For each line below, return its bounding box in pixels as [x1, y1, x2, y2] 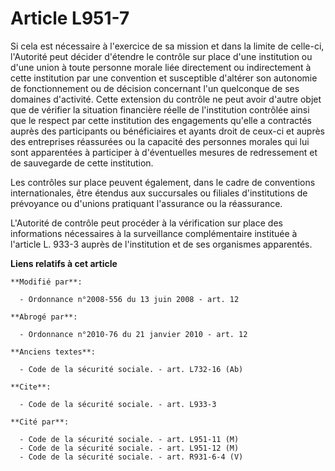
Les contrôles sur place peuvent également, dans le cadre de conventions [10, 176, 316, 188]
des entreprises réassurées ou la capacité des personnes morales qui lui [10, 135, 310, 147]
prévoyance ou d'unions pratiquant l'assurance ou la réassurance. [10, 197, 283, 209]
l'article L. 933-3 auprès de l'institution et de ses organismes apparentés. [10, 238, 313, 250]
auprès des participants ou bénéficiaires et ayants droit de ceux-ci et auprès [10, 125, 325, 137]
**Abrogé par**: [10, 312, 78, 322]
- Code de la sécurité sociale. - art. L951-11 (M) [19, 434, 240, 444]
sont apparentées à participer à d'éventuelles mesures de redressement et [10, 146, 318, 158]
